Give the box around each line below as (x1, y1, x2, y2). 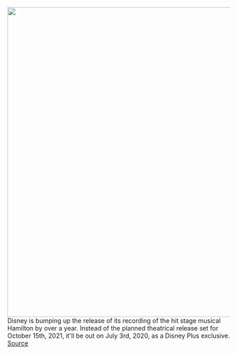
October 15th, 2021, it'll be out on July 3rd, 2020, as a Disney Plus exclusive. (7, 331, 230, 340)
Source (7, 339, 28, 347)
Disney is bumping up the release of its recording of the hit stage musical (7, 316, 221, 325)
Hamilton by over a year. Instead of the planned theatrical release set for (7, 324, 219, 332)
